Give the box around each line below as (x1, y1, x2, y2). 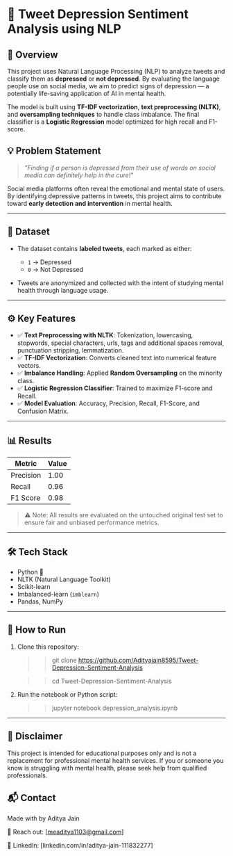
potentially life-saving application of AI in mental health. (7, 90, 166, 97)
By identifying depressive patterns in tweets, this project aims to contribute (7, 191, 222, 200)
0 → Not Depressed (27, 265, 84, 273)
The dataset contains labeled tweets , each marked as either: (17, 244, 192, 252)
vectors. (17, 362, 42, 370)
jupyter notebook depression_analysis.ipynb (51, 704, 178, 712)
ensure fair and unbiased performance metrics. (24, 518, 159, 527)
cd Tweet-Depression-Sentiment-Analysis (51, 677, 172, 685)
